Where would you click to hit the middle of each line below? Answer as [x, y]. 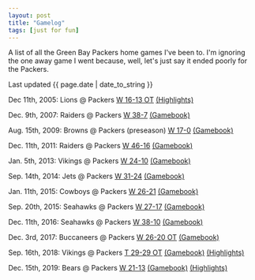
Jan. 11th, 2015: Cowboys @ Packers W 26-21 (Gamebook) [103, 192]
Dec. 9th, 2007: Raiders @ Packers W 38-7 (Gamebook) [99, 115]
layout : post [30, 15]
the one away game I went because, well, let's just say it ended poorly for [128, 61]
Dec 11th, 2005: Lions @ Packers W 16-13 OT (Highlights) [101, 100]
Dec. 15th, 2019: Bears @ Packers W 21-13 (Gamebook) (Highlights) [118, 268]
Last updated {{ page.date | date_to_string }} [81, 84]
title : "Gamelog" [37, 23]
